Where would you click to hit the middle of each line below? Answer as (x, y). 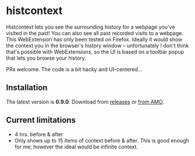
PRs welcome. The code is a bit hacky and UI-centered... (74, 69)
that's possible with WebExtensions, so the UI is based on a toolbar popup (95, 51)
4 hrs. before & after (39, 134)
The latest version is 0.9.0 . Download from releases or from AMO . (85, 102)
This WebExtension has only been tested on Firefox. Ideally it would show (94, 39)
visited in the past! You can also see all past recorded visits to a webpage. (95, 33)
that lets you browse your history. (46, 58)
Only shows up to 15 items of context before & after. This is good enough (102, 140)
